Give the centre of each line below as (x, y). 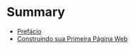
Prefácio (29, 31)
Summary (36, 12)
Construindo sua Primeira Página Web (72, 38)
